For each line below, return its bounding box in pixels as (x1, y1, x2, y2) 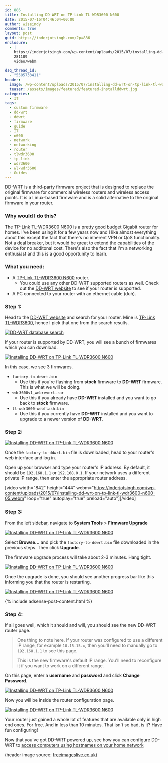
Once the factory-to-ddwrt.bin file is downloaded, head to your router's (5, 449, 155, 456)
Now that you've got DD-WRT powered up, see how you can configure (5, 737, 151, 743)
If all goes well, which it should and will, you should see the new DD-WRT (5, 622, 156, 628)
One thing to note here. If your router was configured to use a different (17, 637, 163, 643)
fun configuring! (5, 727, 38, 733)
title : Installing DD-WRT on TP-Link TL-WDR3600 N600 (5, 12, 120, 17)
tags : (5, 101, 16, 106)
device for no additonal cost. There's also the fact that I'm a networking (5, 245, 152, 251)
